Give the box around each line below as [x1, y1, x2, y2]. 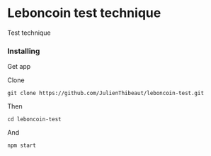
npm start [7, 142, 37, 150]
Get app [7, 62, 31, 71]
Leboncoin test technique [7, 5, 161, 21]
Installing [7, 46, 40, 56]
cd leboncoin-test [7, 116, 62, 123]
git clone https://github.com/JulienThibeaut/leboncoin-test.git [7, 90, 204, 97]
